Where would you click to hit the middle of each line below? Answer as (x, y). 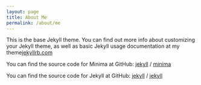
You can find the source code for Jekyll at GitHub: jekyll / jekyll (85, 76)
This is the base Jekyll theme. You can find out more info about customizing (101, 40)
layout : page (23, 12)
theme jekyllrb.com (30, 53)
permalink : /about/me (33, 23)
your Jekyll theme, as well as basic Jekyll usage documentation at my (93, 46)
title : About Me (27, 17)
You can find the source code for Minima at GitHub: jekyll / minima (89, 64)
